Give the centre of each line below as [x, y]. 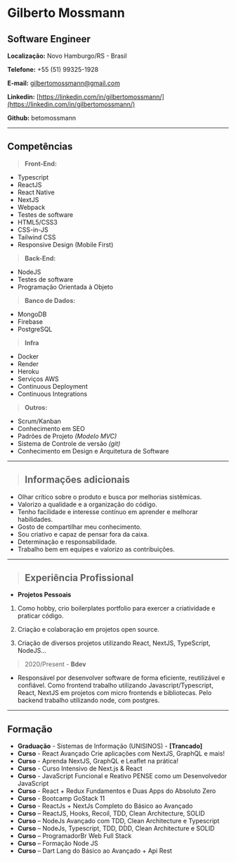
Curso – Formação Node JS [58, 844]
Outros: [36, 407]
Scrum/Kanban [39, 421]
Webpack [31, 207]
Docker [28, 356]
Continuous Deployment [52, 386]
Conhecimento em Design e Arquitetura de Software [93, 451]
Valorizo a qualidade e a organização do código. [87, 504]
